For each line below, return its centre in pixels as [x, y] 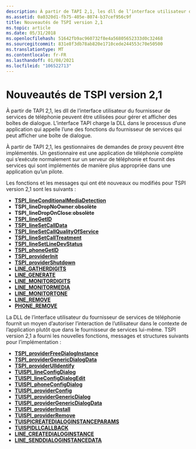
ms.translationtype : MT [35, 50]
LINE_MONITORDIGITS [43, 281]
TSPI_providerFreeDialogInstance [56, 353]
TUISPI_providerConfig [43, 391]
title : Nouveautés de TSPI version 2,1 [55, 22]
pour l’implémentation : [34, 342]
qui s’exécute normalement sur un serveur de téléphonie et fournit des [90, 159]
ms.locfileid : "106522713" [39, 66]
